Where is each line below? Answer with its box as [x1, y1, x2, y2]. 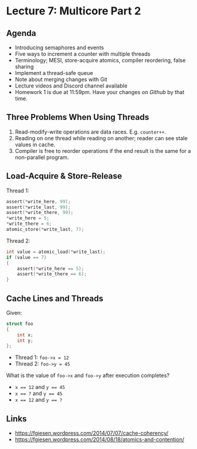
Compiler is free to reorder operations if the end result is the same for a [14, 147, 192, 154]
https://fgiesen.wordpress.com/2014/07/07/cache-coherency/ [14, 430, 169, 437]
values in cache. [14, 141, 56, 148]
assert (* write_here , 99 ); [6, 198, 71, 204]
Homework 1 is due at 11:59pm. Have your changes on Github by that [14, 89, 184, 95]
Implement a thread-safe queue [14, 70, 93, 76]
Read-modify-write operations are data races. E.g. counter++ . [14, 128, 166, 135]
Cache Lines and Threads [6, 293, 104, 303]
